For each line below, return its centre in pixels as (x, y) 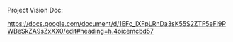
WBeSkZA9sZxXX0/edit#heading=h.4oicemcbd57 (81, 31)
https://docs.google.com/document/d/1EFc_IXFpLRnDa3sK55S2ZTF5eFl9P (117, 23)
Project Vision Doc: (35, 10)
